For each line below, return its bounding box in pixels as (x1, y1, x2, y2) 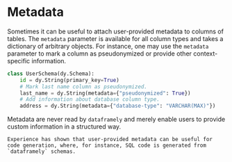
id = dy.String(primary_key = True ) (19, 76, 119, 83)
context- (193, 49, 218, 58)
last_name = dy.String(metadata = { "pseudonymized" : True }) (19, 90, 191, 97)
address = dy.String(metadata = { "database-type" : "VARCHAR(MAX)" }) (19, 102, 216, 110)
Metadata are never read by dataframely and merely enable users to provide (7, 115, 226, 124)
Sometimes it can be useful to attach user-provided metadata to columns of (7, 27, 224, 35)
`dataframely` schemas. (7, 148, 76, 155)
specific (7, 56, 31, 65)
